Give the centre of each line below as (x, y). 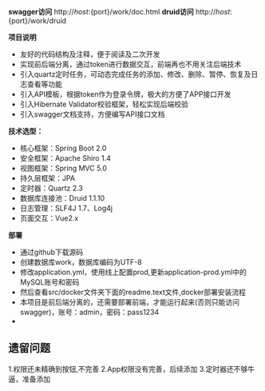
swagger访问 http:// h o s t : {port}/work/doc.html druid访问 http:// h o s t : (121, 12)
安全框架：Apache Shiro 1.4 (65, 158)
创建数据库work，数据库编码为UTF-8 (81, 262)
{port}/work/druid (37, 21)
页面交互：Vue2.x (49, 218)
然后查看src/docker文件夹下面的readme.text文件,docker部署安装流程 (132, 292)
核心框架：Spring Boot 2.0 (63, 148)
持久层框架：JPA (47, 178)
